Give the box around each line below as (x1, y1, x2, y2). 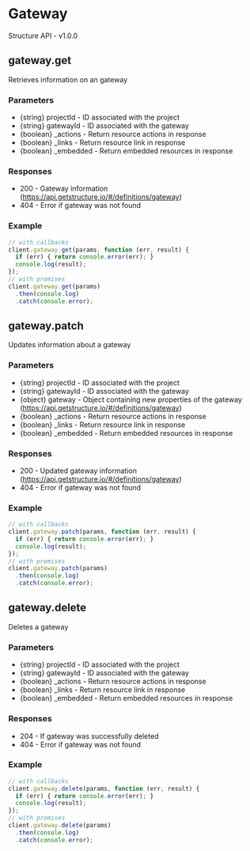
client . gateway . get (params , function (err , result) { (8, 246, 190, 254)
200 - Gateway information (19, 183, 108, 194)
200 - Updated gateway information (19, 466, 137, 475)
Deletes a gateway (8, 622, 69, 631)
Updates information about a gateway (8, 340, 131, 350)
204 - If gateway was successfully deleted (19, 731, 159, 740)
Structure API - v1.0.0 (8, 31, 78, 40)
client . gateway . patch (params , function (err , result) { (8, 528, 196, 536)
